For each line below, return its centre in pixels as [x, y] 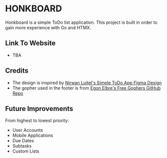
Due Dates [23, 141]
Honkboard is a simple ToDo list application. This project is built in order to [81, 22]
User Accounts [28, 130]
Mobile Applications [33, 135]
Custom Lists [26, 151]
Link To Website [30, 43]
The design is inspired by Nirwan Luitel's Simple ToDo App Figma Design [87, 83]
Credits [17, 71]
